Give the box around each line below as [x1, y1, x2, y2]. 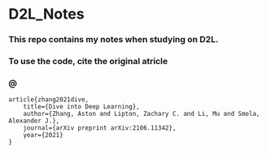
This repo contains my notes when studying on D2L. [8, 34, 219, 45]
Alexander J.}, [8, 117, 60, 126]
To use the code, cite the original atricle [8, 56, 169, 67]
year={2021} [23, 131, 63, 139]
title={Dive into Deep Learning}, [23, 103, 140, 111]
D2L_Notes [8, 5, 85, 24]
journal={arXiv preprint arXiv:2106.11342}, [23, 124, 177, 132]
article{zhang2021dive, [8, 96, 90, 104]
